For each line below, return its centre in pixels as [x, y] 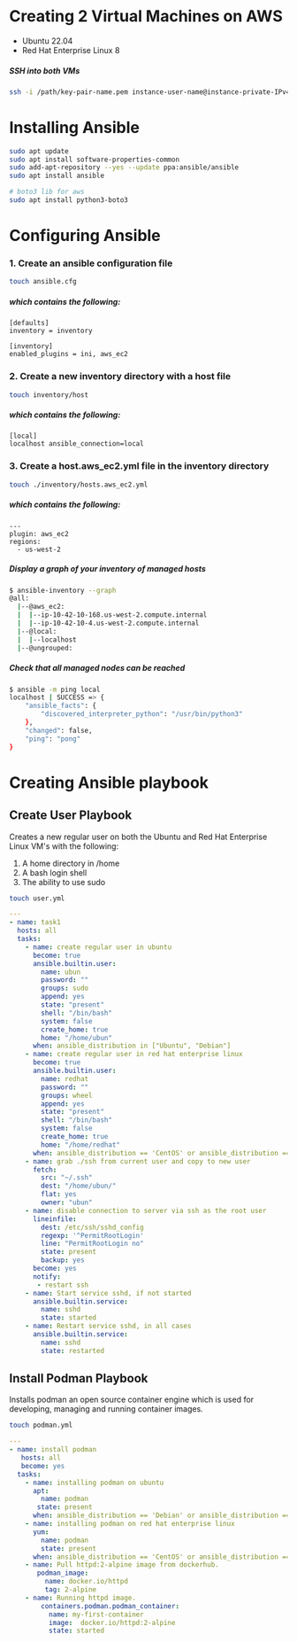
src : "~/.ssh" [67, 1178]
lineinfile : [54, 1219]
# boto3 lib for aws [47, 192]
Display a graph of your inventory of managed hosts [107, 569]
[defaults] [29, 323]
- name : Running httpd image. [81, 1598]
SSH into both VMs [45, 70]
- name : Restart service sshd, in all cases [108, 1327]
